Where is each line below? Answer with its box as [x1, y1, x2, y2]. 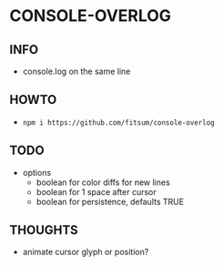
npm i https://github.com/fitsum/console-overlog [22, 118, 216, 128]
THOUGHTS [9, 222, 79, 238]
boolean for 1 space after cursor [35, 186, 157, 197]
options [22, 167, 52, 178]
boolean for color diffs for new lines [35, 177, 170, 188]
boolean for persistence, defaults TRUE [35, 196, 185, 207]
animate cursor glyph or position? [22, 247, 149, 258]
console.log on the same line [22, 66, 131, 77]
